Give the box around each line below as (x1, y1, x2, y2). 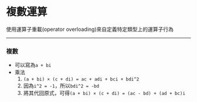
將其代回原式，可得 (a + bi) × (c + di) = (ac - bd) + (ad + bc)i (23, 90, 186, 97)
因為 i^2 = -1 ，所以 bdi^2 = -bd (23, 82, 100, 89)
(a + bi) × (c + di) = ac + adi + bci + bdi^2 (23, 76, 140, 82)
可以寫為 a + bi (14, 62, 52, 69)
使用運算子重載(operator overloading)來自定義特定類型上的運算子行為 (6, 26, 174, 33)
